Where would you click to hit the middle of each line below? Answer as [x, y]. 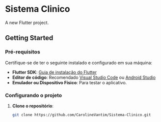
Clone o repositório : [33, 106]
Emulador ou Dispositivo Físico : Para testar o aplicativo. [69, 82]
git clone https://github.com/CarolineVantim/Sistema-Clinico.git [81, 115]
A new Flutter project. [27, 23]
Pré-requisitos [23, 52]
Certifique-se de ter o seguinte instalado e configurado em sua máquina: [79, 63]
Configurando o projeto [34, 95]
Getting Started [29, 38]
